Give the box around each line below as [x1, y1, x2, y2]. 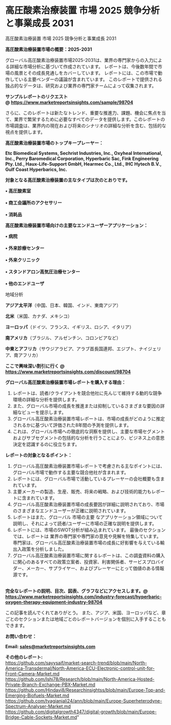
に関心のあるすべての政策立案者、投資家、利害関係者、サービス [12, 558, 147, 565]
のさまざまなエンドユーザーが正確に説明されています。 [12, 507, 129, 514]
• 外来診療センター [5, 245, 44, 251]
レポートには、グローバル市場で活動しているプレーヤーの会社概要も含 [12, 475, 161, 482]
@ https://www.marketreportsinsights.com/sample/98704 [5, 99, 134, 105]
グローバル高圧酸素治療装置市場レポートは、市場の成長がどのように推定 [12, 415, 165, 422]
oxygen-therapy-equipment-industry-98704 [5, 599, 103, 605]
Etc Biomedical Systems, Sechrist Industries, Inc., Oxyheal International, [5, 150, 162, 156]
